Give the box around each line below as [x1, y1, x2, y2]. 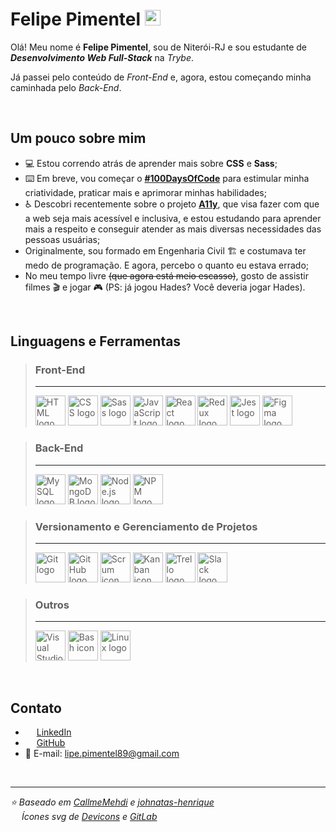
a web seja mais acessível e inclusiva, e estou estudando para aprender [24, 212, 322, 224]
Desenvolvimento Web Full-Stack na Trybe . [10, 51, 195, 63]
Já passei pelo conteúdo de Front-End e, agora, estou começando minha [10, 71, 312, 83]
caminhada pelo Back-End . [10, 81, 122, 93]
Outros [34, 598, 70, 612]
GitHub [36, 737, 66, 749]
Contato [10, 699, 62, 717]
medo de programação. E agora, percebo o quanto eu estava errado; [24, 259, 310, 271]
